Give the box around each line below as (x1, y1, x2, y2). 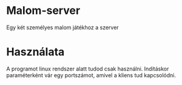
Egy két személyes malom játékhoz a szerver (6, 24, 120, 31)
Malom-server (6, 4, 81, 18)
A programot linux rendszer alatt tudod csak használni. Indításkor (6, 65, 169, 72)
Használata (6, 45, 65, 59)
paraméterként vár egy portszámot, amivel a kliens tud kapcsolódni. (6, 71, 177, 79)
